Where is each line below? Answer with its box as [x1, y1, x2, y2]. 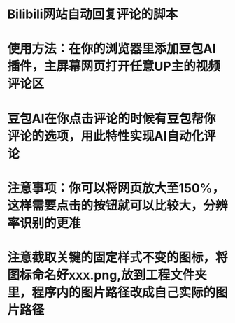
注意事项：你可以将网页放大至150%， [7, 180, 225, 196]
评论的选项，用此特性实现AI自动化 [7, 128, 204, 144]
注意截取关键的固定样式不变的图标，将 [7, 250, 229, 266]
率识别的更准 [7, 215, 82, 231]
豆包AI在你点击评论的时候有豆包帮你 [7, 110, 216, 127]
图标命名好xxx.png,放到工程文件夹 [7, 267, 208, 283]
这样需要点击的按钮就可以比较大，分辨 [7, 197, 229, 213]
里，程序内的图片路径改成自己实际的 [7, 285, 216, 301]
